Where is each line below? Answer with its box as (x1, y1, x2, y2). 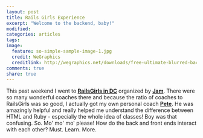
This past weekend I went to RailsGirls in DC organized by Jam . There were (6, 87, 195, 94)
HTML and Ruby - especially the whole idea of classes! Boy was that (6, 113, 177, 120)
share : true (6, 71, 36, 77)
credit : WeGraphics (11, 54, 61, 60)
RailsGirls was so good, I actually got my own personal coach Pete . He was (6, 100, 194, 108)
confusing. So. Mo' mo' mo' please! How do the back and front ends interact (6, 119, 197, 127)
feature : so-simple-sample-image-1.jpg (11, 48, 112, 54)
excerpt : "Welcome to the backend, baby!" (6, 20, 115, 26)
